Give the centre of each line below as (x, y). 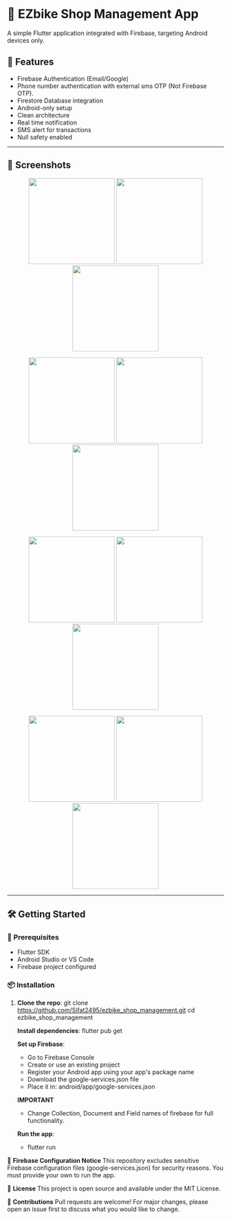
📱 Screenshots (39, 165)
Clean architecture (43, 115)
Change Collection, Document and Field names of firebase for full (120, 1113)
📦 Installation (31, 985)
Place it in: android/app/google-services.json (91, 1087)
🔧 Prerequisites (33, 937)
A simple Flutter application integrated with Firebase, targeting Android (108, 33)
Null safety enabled (45, 137)
